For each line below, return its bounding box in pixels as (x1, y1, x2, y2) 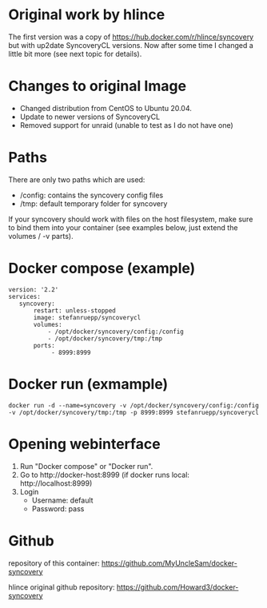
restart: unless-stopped (33, 306, 116, 315)
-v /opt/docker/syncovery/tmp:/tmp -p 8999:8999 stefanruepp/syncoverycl (8, 408, 260, 416)
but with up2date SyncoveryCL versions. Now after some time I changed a (8, 40, 253, 50)
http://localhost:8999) (19, 478, 93, 488)
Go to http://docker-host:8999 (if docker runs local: (19, 470, 190, 479)
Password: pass (31, 503, 85, 513)
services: (8, 292, 42, 300)
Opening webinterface (8, 435, 161, 453)
